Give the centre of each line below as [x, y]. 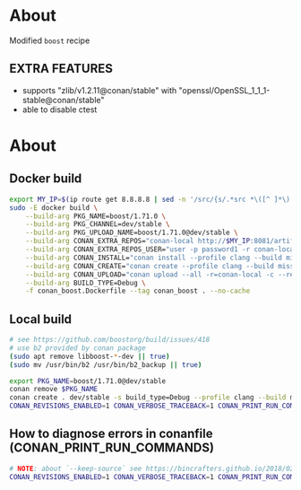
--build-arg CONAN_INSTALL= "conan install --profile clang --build [154, 258]
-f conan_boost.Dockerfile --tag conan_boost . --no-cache [138, 291]
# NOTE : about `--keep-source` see [76, 468]
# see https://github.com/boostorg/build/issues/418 [110, 340]
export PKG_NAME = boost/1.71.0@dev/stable [88, 381]
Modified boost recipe [50, 40]
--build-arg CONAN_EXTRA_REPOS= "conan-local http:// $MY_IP [138, 241]
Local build [41, 319]
